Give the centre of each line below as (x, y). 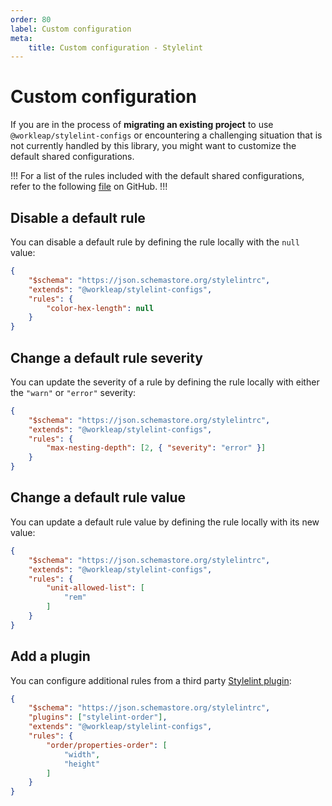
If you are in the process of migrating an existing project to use (142, 125)
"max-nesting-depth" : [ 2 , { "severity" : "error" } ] (156, 448)
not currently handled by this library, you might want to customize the (153, 146)
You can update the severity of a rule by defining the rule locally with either (165, 382)
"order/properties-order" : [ (107, 745)
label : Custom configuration (71, 29)
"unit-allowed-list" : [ (95, 588)
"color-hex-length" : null (100, 308)
